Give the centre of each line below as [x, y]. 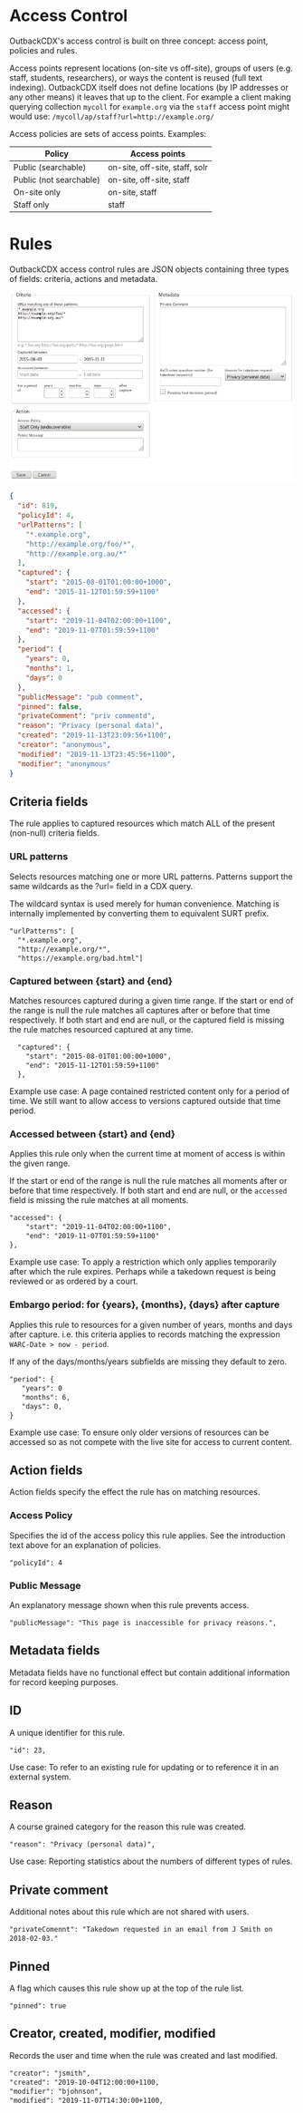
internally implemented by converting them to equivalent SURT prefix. [139, 913]
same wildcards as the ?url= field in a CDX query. [101, 886]
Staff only [31, 205]
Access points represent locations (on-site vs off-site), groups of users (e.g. [151, 68]
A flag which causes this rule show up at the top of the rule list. [127, 1988]
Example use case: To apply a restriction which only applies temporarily [143, 1262]
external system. [40, 1777]
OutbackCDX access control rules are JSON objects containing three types [149, 269]
